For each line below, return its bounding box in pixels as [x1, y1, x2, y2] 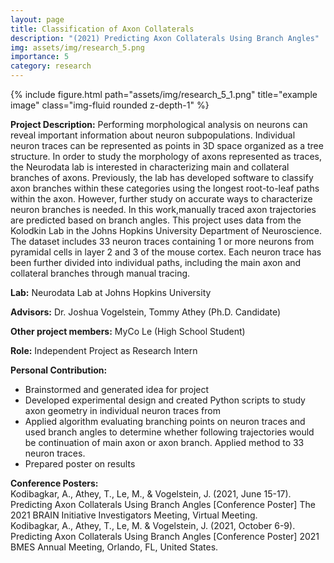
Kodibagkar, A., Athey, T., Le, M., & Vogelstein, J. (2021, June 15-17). [10, 488, 292, 500]
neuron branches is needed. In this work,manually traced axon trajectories [10, 204, 317, 215]
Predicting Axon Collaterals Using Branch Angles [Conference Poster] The [10, 499, 316, 510]
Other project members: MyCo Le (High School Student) [10, 326, 246, 337]
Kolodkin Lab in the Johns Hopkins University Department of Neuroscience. [10, 225, 323, 236]
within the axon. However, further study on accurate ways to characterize [10, 193, 313, 205]
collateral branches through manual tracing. [10, 267, 191, 279]
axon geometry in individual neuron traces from [24, 405, 221, 416]
